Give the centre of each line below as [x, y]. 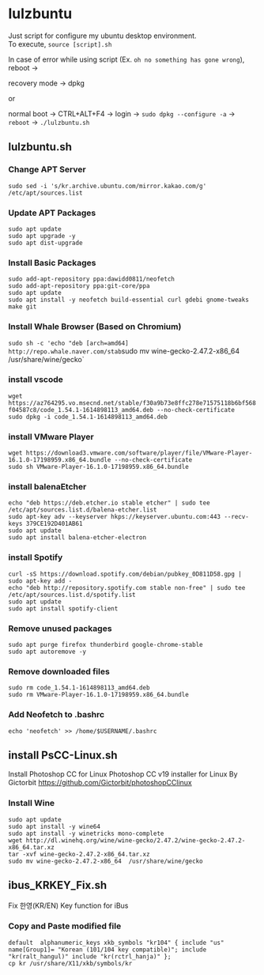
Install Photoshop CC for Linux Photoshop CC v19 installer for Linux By [123, 774]
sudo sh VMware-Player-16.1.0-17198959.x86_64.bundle [99, 467]
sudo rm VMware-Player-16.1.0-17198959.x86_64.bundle [99, 695]
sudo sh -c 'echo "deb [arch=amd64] [68, 343]
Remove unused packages [60, 628]
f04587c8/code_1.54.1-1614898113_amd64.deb [81, 410]
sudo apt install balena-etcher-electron [77, 538]
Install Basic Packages [52, 263]
